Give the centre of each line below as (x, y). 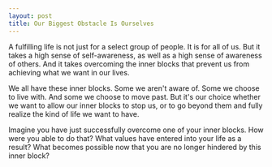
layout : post (30, 16)
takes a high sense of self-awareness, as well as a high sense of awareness (135, 55)
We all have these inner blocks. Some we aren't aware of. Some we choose (134, 88)
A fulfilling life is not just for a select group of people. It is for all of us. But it (134, 46)
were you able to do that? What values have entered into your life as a (125, 138)
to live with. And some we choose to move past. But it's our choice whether (135, 96)
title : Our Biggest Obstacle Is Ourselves (81, 24)
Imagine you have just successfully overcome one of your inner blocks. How (136, 130)
